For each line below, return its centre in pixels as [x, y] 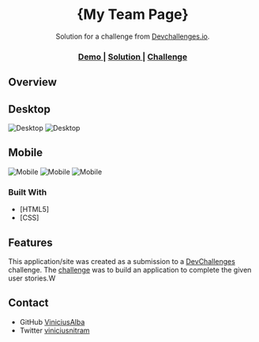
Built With [28, 192]
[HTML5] [34, 210]
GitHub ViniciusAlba [52, 322]
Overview [33, 82]
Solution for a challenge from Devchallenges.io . [133, 36]
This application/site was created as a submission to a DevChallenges [122, 261]
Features [30, 242]
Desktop [30, 109]
